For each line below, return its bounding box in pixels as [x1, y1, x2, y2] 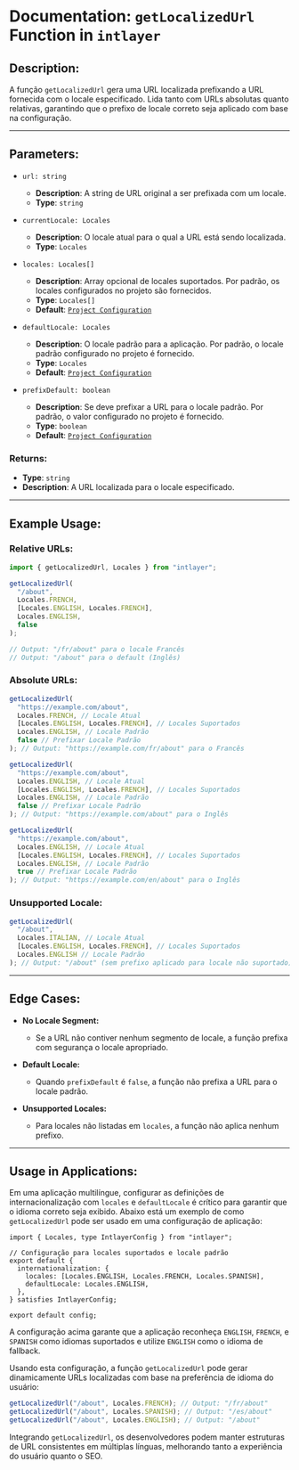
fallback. [9, 1345, 41, 1356]
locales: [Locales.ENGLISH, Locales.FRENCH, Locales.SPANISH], [25, 1272, 265, 1281]
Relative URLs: [9, 543, 74, 555]
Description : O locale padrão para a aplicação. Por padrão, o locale [35, 339, 285, 349]
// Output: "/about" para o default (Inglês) [9, 653, 181, 662]
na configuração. [9, 113, 72, 123]
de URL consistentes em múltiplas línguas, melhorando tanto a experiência [9, 1441, 283, 1452]
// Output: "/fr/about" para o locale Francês [9, 644, 185, 654]
